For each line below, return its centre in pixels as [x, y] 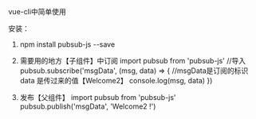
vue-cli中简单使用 [37, 12]
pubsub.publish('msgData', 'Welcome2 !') [88, 106]
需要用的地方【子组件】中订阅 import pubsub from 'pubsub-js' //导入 [133, 61]
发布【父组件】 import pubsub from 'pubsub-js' [98, 97]
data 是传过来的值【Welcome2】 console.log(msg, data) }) [116, 81]
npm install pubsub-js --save [67, 44]
